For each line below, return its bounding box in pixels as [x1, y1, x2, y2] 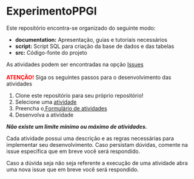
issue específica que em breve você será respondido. [6, 147, 141, 155]
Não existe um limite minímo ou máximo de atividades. [6, 123, 147, 130]
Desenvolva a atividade [15, 111, 74, 118]
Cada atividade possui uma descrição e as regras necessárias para [6, 135, 175, 142]
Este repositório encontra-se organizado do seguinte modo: [6, 24, 156, 32]
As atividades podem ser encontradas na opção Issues [6, 61, 144, 68]
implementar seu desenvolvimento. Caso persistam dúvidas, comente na [6, 141, 188, 148]
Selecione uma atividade [15, 98, 77, 106]
